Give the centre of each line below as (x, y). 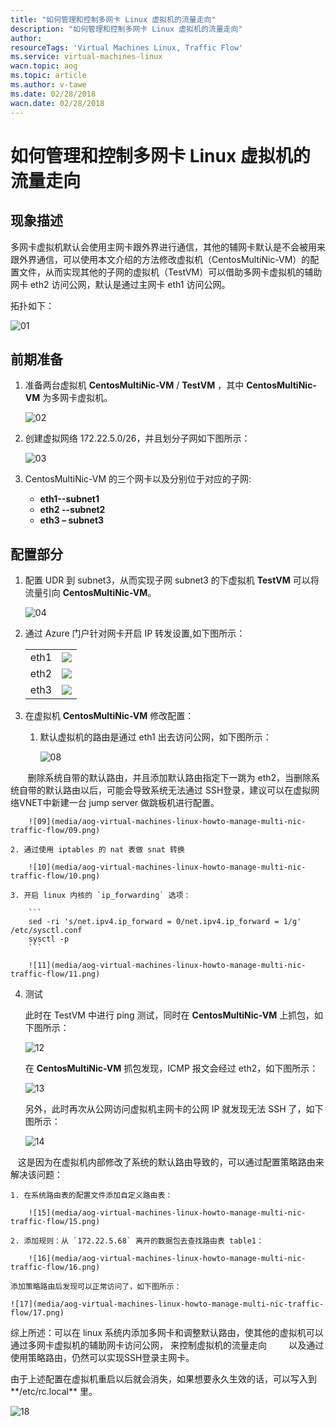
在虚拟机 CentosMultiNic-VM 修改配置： (109, 716)
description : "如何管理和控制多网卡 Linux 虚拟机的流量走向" (126, 29)
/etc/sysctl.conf (46, 931)
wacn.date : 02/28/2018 (57, 103)
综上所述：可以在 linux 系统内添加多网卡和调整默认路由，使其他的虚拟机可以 (167, 1333)
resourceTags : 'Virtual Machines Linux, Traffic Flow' (127, 47)
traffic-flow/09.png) (55, 831)
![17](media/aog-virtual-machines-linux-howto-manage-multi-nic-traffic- (167, 1304)
